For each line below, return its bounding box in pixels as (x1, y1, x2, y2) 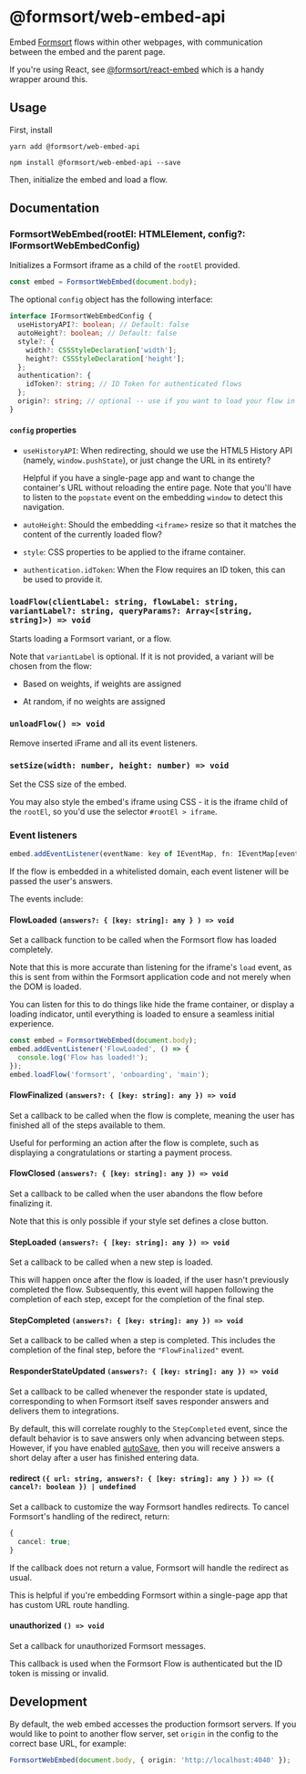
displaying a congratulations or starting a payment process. (9, 1147, 233, 1158)
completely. (9, 944, 54, 955)
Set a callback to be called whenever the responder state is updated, (9, 1385, 268, 1397)
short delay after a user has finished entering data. (9, 1452, 199, 1463)
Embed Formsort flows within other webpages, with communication (9, 37, 263, 47)
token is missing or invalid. (9, 1667, 109, 1678)
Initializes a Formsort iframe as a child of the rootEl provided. (9, 260, 240, 271)
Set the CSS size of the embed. (9, 778, 127, 789)
